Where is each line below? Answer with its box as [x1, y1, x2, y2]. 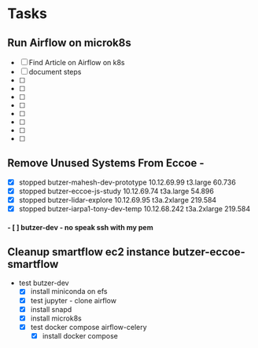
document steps [28, 68, 82, 76]
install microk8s [30, 313, 82, 323]
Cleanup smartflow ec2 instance [7, 245, 171, 259]
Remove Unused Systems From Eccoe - [7, 156, 205, 170]
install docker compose [42, 331, 119, 340]
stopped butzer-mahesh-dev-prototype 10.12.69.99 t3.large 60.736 [18, 178, 237, 187]
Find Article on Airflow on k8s [28, 58, 125, 67]
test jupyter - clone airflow [30, 295, 117, 305]
